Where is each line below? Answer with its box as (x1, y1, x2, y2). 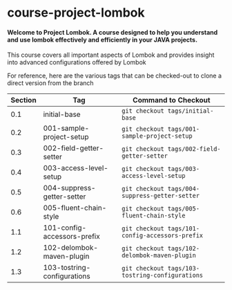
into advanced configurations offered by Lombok (7, 58, 146, 66)
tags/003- (167, 165, 200, 173)
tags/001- (167, 125, 200, 133)
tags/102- (167, 244, 200, 253)
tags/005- (167, 205, 200, 212)
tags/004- (167, 185, 200, 193)
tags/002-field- (167, 145, 221, 153)
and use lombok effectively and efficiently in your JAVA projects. (7, 35, 198, 44)
